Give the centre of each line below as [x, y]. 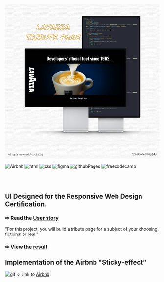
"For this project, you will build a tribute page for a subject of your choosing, [82, 229]
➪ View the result [26, 247]
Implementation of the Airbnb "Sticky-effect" [76, 262]
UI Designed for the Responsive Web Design [74, 197]
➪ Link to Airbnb [33, 274]
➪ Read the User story [32, 218]
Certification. [26, 204]
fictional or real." [22, 234]
